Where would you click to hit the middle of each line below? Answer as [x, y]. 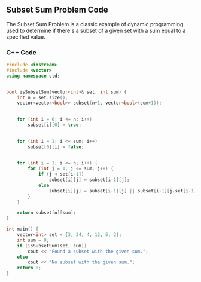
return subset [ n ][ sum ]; [47, 213]
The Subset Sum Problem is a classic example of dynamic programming [95, 24]
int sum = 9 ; [33, 240]
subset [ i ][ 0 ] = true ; [55, 125]
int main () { [22, 229]
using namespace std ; [33, 76]
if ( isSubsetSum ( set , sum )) [52, 246]
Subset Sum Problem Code [57, 10]
